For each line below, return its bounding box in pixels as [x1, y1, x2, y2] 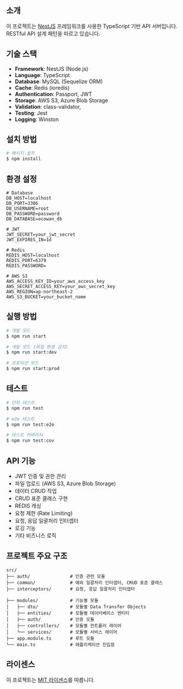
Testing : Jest [14, 109, 48, 116]
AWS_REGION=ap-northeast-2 [6, 289, 73, 295]
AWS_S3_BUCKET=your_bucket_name [6, 294, 86, 300]
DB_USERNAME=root [6, 206, 49, 211]
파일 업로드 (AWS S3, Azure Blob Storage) [14, 480, 116, 487]
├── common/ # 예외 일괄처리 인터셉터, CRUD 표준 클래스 [6, 580, 163, 586]
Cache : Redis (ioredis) [14, 84, 70, 91]
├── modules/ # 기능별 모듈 [6, 598, 99, 603]
